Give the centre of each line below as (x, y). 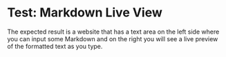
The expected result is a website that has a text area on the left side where (113, 32)
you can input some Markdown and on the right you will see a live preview (113, 38)
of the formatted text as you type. (55, 46)
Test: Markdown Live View (85, 13)
